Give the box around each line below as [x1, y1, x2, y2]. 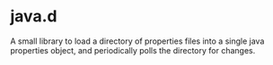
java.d [10, 6, 57, 27]
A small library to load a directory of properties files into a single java [10, 36, 265, 46]
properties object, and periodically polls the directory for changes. [10, 45, 256, 55]
